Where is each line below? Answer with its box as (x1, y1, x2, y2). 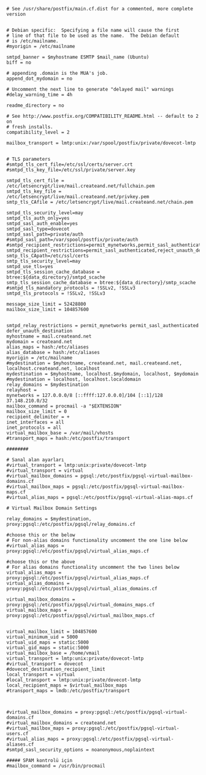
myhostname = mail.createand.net (6, 333, 92, 339)
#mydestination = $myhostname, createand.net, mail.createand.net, (6, 360, 183, 366)
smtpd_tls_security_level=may (6, 210, 84, 216)
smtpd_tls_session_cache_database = (6, 269, 100, 275)
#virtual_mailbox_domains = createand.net (6, 720, 116, 726)
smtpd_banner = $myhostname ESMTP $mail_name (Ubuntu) (6, 54, 150, 60)
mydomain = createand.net (6, 339, 72, 345)
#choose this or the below (6, 532, 75, 538)
